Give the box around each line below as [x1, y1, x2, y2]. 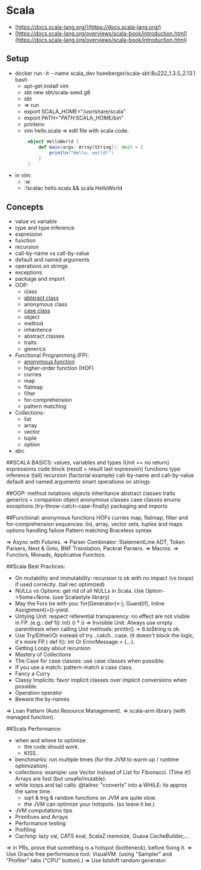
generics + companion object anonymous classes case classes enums [6, 496, 181, 503]
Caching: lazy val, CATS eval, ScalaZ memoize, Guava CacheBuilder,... [14, 832, 189, 839]
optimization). [14, 762, 49, 769]
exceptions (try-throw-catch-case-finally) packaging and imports [6, 502, 168, 509]
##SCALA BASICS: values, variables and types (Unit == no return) [6, 458, 170, 466]
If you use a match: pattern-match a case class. [14, 664, 133, 671]
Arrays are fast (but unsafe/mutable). [14, 775, 107, 782]
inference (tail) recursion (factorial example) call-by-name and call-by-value [6, 472, 194, 479]
